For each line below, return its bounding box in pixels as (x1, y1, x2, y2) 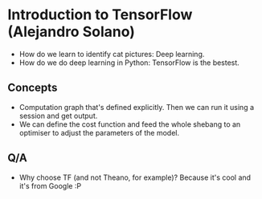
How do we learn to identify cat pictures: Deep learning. (18, 49, 205, 59)
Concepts (7, 81, 58, 95)
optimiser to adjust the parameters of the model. (18, 128, 180, 137)
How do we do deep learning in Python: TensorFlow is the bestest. (18, 58, 240, 67)
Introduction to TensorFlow (7, 6, 193, 24)
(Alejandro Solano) (7, 22, 136, 41)
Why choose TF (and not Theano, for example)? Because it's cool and (18, 173, 251, 182)
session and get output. (18, 111, 98, 120)
